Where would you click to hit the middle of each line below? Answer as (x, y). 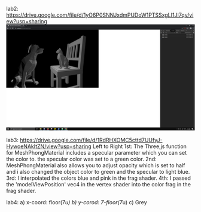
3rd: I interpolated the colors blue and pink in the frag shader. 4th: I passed (99, 178)
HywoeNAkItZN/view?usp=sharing (49, 146)
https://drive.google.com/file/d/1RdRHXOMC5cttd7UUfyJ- (91, 140)
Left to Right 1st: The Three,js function (140, 146)
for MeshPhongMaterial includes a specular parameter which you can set (97, 152)
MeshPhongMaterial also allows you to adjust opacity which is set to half (96, 165)
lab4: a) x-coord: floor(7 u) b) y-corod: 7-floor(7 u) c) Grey (77, 202)
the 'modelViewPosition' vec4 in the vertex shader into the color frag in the (99, 184)
